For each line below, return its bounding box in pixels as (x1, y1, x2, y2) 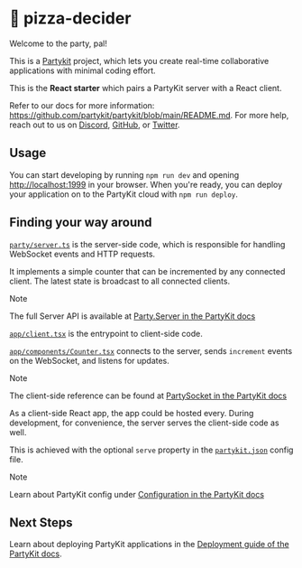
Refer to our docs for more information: (9, 99, 155, 111)
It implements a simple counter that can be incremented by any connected (9, 265, 286, 276)
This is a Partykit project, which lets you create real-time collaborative (9, 55, 270, 66)
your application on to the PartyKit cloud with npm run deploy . (9, 189, 239, 200)
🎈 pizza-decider (9, 8, 132, 29)
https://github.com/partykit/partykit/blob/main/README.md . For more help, (9, 109, 289, 120)
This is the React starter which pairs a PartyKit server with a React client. (9, 82, 282, 93)
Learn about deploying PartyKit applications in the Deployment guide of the (9, 539, 290, 550)
